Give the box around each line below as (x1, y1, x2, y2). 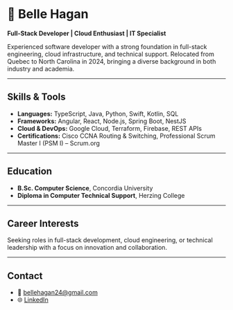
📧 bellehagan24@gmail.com (17, 289, 98, 297)
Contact (7, 270, 43, 282)
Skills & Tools (7, 91, 66, 103)
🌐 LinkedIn (17, 295, 49, 304)
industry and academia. (7, 64, 75, 73)
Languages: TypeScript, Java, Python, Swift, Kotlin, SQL (17, 109, 179, 118)
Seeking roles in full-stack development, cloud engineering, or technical (7, 236, 213, 244)
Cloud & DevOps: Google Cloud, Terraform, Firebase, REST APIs (17, 124, 202, 132)
